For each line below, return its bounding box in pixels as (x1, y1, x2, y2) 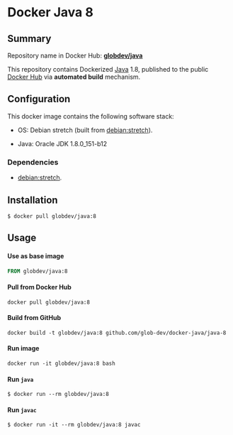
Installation (7, 194, 58, 206)
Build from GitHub (7, 314, 62, 322)
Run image (7, 344, 40, 353)
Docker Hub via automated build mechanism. (7, 72, 141, 81)
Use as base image (7, 251, 64, 260)
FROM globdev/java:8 (7, 268, 69, 275)
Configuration (7, 93, 71, 105)
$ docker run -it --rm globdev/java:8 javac (7, 422, 141, 429)
